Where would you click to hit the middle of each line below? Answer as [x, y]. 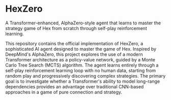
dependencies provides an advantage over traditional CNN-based [75, 86]
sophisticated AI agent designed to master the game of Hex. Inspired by [81, 49]
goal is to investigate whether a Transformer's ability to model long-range [83, 81]
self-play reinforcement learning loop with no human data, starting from [81, 70]
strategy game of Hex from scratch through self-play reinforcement [76, 28]
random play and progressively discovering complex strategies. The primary [86, 76]
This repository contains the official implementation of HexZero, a [74, 43]
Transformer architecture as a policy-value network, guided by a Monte [80, 59]
